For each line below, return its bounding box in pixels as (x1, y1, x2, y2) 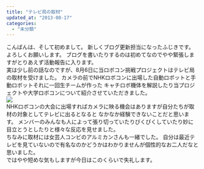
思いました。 (6, 149, 38, 156)
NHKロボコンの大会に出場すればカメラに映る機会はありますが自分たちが (6, 103, 189, 110)
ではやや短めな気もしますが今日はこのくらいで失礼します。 (6, 156, 156, 164)
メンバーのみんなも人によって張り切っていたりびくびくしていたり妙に (18, 118, 194, 126)
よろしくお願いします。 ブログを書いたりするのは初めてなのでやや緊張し (6, 51, 189, 59)
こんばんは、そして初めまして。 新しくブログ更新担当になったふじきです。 (6, 43, 194, 51)
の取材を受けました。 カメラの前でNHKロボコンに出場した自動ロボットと (6, 74, 191, 81)
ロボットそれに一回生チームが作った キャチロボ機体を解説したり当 (11, 82, 179, 89)
